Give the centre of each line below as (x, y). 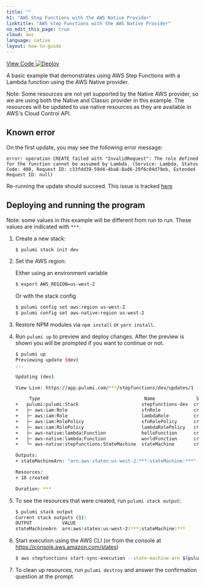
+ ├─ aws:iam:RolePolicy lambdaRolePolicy (100, 427)
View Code (20, 63)
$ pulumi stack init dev (47, 250)
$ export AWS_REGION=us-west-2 (55, 284)
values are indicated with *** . (43, 227)
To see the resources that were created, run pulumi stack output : (98, 500)
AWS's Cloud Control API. (39, 113)
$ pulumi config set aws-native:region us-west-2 (80, 313)
